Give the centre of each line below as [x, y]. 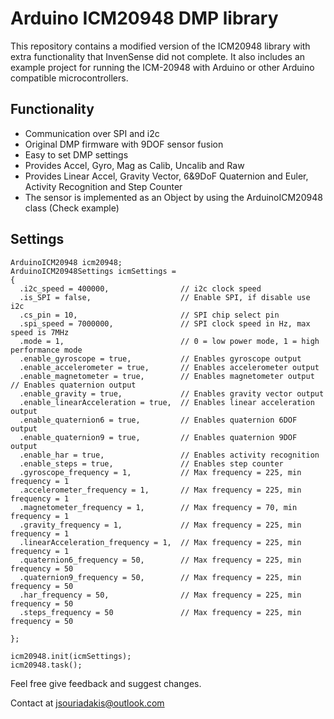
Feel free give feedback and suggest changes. [106, 683]
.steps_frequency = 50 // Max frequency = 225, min [160, 612]
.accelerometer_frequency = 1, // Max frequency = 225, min [160, 490]
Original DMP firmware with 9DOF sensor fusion [124, 144]
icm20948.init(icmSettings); [71, 656]
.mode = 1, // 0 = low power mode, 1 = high [169, 341]
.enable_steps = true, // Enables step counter [151, 463]
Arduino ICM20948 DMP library [144, 18]
